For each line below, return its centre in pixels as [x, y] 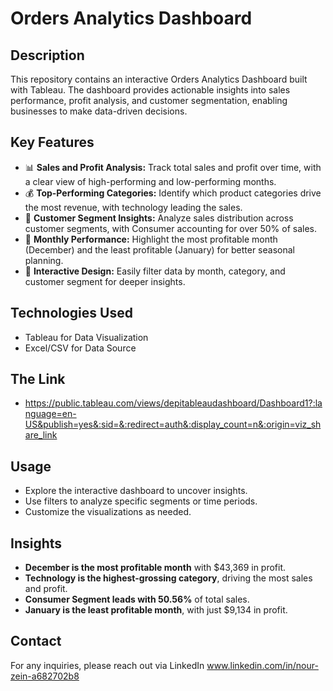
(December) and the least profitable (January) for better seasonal [159, 249]
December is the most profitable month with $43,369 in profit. [155, 568]
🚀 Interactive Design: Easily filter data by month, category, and [155, 271]
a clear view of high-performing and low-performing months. [150, 181]
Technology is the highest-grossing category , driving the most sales [168, 578]
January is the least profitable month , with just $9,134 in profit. [156, 610]
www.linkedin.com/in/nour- [262, 665]
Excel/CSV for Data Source [80, 348]
